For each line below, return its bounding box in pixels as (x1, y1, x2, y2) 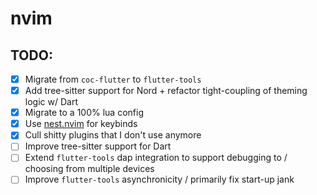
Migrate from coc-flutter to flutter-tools (24, 73, 202, 85)
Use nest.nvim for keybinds (24, 118, 138, 130)
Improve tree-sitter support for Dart (24, 140, 172, 152)
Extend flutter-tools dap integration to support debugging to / (24, 152, 288, 164)
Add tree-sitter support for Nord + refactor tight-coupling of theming (24, 85, 308, 97)
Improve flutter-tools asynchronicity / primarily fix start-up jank (24, 173, 295, 186)
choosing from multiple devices (24, 163, 155, 175)
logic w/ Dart (24, 96, 78, 108)
